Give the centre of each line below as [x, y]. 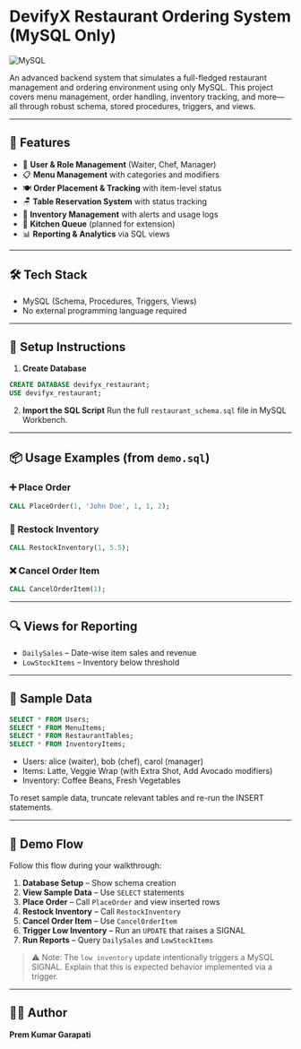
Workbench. [45, 420]
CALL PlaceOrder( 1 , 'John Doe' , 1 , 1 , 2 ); [90, 506]
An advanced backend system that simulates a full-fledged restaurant [138, 77]
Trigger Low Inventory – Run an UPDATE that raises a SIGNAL [134, 930]
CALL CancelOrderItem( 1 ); [57, 589]
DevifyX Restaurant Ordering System [150, 17]
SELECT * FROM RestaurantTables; [72, 736]
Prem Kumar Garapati [50, 1034]
